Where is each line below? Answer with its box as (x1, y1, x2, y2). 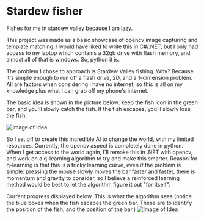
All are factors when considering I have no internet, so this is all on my (6, 81, 183, 88)
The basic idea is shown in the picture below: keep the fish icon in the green (6, 99, 199, 106)
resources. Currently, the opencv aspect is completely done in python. (6, 142, 184, 149)
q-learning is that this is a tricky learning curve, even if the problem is (6, 161, 181, 168)
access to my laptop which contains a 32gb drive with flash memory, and (6, 49, 191, 56)
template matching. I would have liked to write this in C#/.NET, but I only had (6, 43, 199, 50)
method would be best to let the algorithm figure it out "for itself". (6, 181, 171, 188)
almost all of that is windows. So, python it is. (6, 56, 120, 63)
